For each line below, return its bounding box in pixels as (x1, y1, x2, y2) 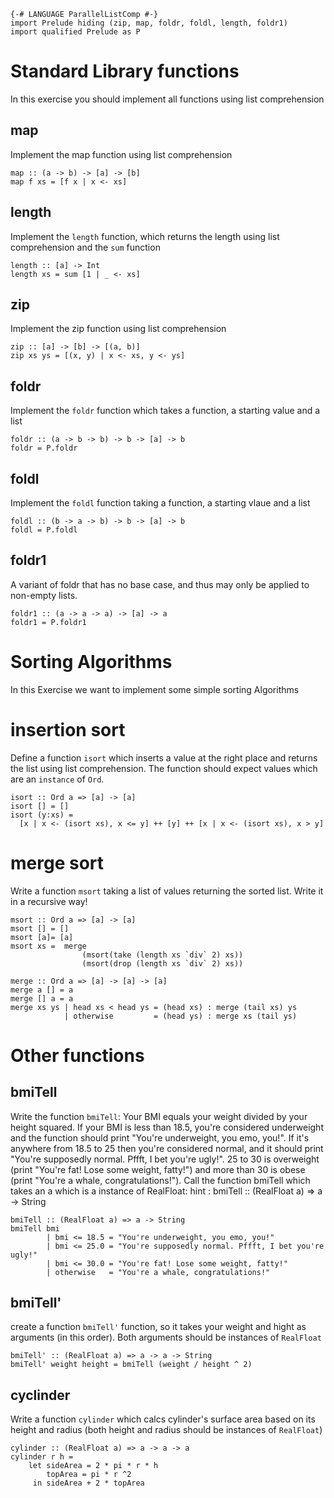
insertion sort (10, 718, 126, 741)
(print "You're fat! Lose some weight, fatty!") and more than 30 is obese (10, 1163, 306, 1175)
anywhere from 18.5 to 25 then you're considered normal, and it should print (10, 1142, 324, 1154)
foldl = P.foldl (10, 525, 78, 535)
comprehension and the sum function (10, 241, 161, 253)
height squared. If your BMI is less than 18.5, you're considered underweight (10, 1121, 324, 1133)
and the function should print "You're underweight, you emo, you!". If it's (10, 1131, 310, 1144)
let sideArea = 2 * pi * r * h (28, 1461, 159, 1471)
